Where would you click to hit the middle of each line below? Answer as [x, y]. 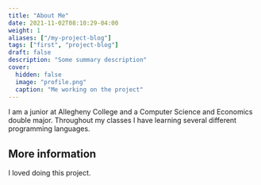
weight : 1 [25, 30]
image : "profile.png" [51, 82]
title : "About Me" [38, 15]
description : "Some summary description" [78, 60]
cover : [19, 67]
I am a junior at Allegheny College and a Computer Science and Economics [130, 112]
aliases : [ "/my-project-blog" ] [60, 38]
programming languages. [49, 129]
